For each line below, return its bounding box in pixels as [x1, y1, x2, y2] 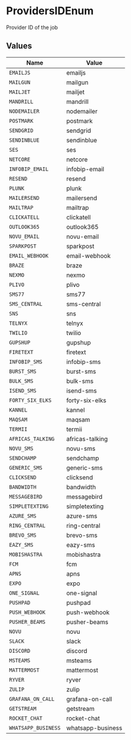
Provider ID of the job [6, 24, 58, 31]
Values [6, 41, 32, 51]
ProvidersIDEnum [6, 4, 94, 18]
